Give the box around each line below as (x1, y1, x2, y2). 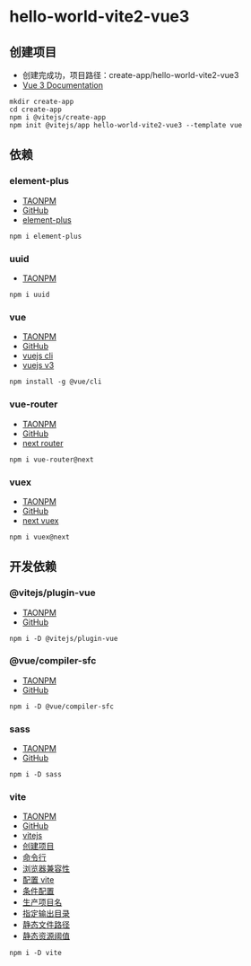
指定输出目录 (22, 909, 70, 919)
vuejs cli (22, 350, 54, 361)
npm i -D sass (9, 770, 63, 779)
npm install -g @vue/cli (9, 377, 102, 387)
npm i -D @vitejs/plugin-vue (9, 634, 118, 643)
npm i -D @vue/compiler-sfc (9, 702, 115, 711)
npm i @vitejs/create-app (9, 113, 106, 122)
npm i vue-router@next (9, 455, 94, 464)
